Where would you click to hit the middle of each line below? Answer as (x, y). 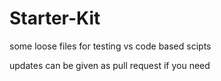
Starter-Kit (55, 18)
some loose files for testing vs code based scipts (110, 46)
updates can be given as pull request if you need (110, 65)
